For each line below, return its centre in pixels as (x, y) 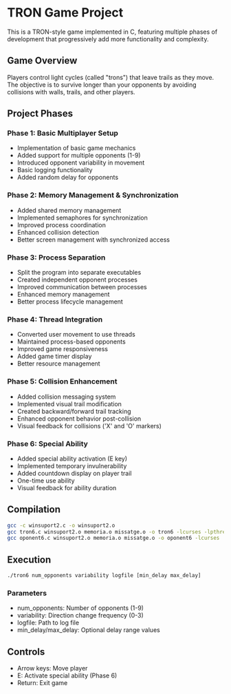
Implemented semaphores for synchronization (82, 218)
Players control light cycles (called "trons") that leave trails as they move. (111, 77)
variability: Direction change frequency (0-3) (80, 616)
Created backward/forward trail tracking (74, 411)
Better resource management (59, 364)
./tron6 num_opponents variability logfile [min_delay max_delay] (104, 576)
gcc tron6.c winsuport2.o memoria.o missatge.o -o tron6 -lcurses (104, 532)
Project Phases (40, 114)
